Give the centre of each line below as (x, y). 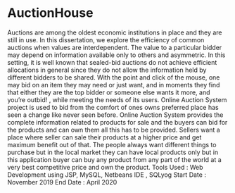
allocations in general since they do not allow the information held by (107, 70)
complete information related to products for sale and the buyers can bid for (118, 122)
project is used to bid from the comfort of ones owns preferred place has (113, 107)
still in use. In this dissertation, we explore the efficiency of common (106, 39)
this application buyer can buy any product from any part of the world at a (114, 159)
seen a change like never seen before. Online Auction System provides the (115, 115)
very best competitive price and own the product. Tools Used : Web (105, 167)
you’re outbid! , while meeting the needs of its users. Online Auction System (117, 99)
